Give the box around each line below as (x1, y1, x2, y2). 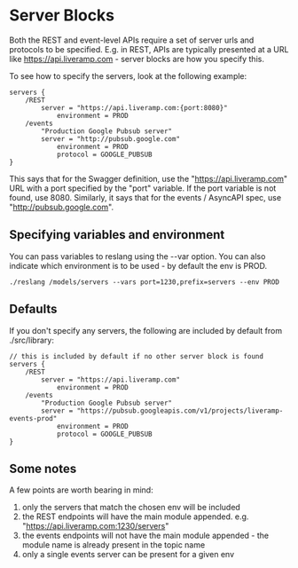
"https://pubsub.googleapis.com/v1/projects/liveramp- (76, 406, 284, 415)
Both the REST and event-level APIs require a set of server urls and (9, 35, 255, 45)
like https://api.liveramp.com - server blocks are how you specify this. (9, 53, 264, 64)
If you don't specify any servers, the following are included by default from (9, 325, 282, 335)
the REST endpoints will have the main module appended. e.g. (21, 511, 249, 522)
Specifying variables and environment (9, 227, 225, 242)
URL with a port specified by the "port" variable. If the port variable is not (9, 183, 277, 193)
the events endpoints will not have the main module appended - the (21, 530, 269, 541)
